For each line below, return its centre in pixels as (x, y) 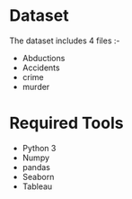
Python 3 (39, 148)
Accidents (41, 68)
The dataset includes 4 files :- (65, 41)
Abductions (44, 58)
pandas (36, 167)
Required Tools (66, 123)
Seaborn (38, 176)
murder (36, 86)
